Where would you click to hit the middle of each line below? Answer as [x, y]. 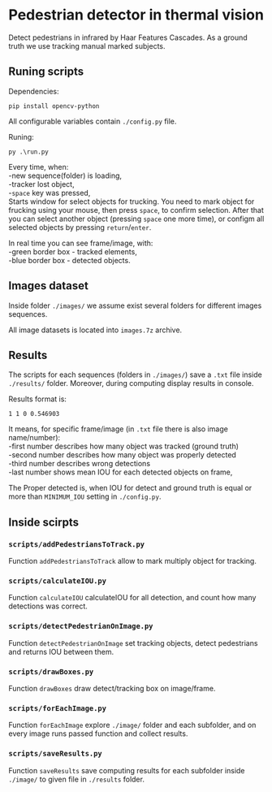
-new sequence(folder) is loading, [65, 175]
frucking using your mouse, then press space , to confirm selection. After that [136, 210]
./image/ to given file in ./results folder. [76, 779]
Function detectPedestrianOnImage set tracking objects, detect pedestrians [133, 643]
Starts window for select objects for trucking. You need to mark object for [132, 201]
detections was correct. [48, 606]
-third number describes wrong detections [80, 464]
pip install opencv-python [54, 106]
